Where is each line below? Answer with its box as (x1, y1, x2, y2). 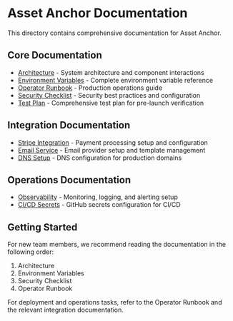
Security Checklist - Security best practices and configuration (17, 91, 201, 99)
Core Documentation (7, 49, 102, 61)
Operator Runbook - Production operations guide (17, 83, 163, 92)
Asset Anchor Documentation (7, 5, 188, 21)
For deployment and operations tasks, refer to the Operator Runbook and (7, 298, 222, 307)
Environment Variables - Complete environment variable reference (17, 76, 213, 84)
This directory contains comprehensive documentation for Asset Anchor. (7, 29, 222, 37)
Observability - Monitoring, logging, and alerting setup (17, 193, 179, 201)
